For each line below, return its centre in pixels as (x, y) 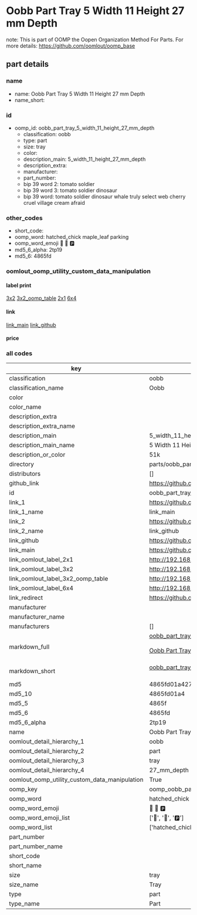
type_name (24, 904)
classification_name (36, 388)
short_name (26, 866)
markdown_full (29, 647)
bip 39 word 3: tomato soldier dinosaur (70, 190)
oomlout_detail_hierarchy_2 (47, 751)
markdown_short (32, 671)
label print (19, 285)
